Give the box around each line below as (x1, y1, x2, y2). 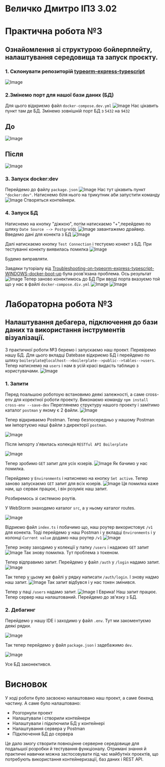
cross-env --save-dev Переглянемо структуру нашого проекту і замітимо (5, 402, 160, 408)
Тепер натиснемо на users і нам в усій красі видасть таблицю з (5, 362, 139, 368)
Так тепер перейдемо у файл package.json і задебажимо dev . (5, 642, 133, 648)
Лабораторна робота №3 (5, 298, 113, 309)
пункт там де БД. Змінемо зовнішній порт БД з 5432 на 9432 (5, 108, 131, 114)
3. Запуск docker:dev (5, 175, 58, 182)
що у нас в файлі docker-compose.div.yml (5, 281, 90, 287)
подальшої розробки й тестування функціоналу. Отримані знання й (5, 746, 147, 752)
